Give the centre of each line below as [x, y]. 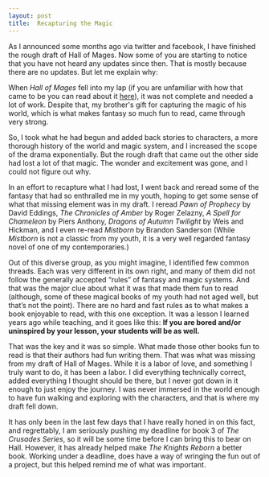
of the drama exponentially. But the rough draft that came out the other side [133, 154]
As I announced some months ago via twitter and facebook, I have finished [132, 46]
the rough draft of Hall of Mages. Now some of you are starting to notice [128, 55]
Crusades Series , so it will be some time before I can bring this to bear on [130, 438]
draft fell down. [33, 406]
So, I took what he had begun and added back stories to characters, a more [133, 137]
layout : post [30, 16]
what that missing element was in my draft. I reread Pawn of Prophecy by [130, 204]
